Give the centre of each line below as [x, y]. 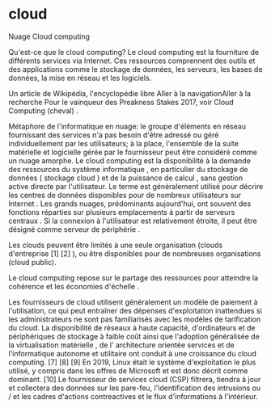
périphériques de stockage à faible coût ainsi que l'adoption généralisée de [134, 336]
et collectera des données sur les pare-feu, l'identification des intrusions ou [135, 388]
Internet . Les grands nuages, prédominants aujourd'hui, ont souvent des [130, 204]
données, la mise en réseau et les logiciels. [80, 78]
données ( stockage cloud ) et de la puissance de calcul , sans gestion [126, 178]
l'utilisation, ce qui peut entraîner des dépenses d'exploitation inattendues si [135, 310]
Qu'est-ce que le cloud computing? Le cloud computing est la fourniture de [134, 52]
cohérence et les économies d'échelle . [74, 286]
